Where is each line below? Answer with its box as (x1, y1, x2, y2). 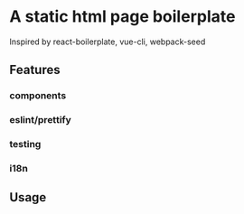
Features (9, 62, 61, 78)
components (9, 89, 67, 102)
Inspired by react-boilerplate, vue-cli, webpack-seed (9, 36, 206, 47)
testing (9, 138, 42, 151)
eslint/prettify (9, 114, 72, 126)
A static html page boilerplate (9, 6, 236, 27)
